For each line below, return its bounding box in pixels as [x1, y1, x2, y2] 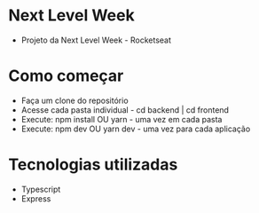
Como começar [8, 66, 124, 86]
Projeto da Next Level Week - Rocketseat [20, 35, 172, 45]
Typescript [20, 184, 61, 194]
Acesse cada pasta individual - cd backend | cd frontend [20, 104, 230, 115]
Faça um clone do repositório [20, 95, 129, 106]
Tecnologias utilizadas [8, 154, 178, 175]
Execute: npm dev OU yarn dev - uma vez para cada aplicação [20, 123, 251, 134]
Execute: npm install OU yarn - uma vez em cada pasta [20, 114, 223, 124]
